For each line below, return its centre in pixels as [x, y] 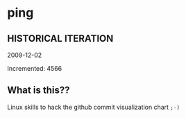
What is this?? [39, 91]
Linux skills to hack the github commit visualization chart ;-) [94, 107]
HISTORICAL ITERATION [60, 39]
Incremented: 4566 [35, 68]
